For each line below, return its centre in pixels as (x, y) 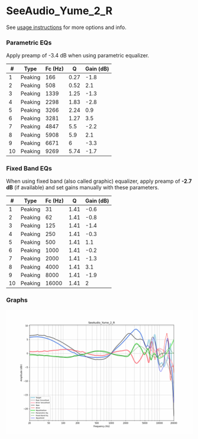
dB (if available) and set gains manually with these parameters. (83, 188)
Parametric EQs (29, 43)
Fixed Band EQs (29, 168)
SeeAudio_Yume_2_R (59, 11)
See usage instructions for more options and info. (66, 27)
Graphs (17, 300)
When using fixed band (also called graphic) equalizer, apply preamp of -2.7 (99, 181)
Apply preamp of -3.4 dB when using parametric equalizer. (78, 56)
